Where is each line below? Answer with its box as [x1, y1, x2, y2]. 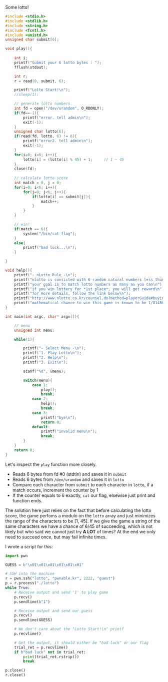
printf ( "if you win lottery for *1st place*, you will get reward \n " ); [14, 286, 166, 292]
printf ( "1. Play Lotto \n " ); [23, 350, 81, 356]
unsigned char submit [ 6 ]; [5, 37, 59, 42]
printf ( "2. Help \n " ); [23, 355, 68, 360]
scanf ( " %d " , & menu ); [23, 369, 66, 374]
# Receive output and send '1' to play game [14, 590, 108, 595]
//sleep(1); [14, 92, 39, 97]
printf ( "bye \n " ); [40, 415, 77, 420]
